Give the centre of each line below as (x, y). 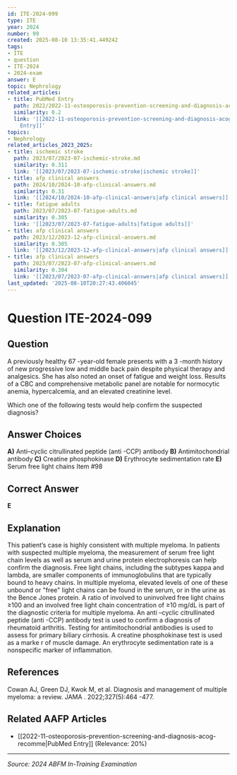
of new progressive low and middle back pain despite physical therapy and (116, 369)
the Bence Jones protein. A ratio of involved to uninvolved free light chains (116, 597)
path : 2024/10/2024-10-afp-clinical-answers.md (85, 184)
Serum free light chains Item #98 (55, 466)
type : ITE (22, 20)
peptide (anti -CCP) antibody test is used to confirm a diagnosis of (104, 620)
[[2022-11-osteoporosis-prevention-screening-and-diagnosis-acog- (117, 736)
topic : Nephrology (34, 86)
